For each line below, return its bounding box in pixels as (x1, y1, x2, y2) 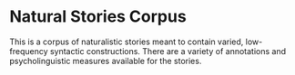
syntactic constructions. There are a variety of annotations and (49, 45, 287, 56)
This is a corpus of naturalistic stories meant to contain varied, (9, 36, 244, 47)
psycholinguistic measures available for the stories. (9, 55, 202, 66)
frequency (9, 45, 48, 56)
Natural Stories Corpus (9, 6, 187, 27)
